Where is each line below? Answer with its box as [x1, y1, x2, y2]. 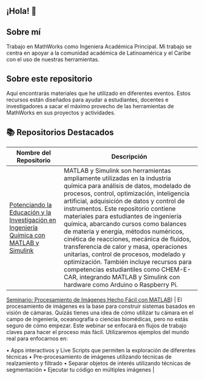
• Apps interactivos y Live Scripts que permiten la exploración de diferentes [6, 346, 196, 353]
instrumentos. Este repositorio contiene [63, 204, 176, 213]
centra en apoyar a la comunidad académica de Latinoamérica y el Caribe [6, 49, 191, 57]
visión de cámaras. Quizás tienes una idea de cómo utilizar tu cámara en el [6, 308, 194, 316]
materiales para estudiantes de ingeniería [63, 212, 182, 220]
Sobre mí [6, 27, 41, 37]
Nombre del [16, 148, 52, 157]
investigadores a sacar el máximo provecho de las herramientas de [6, 103, 174, 110]
